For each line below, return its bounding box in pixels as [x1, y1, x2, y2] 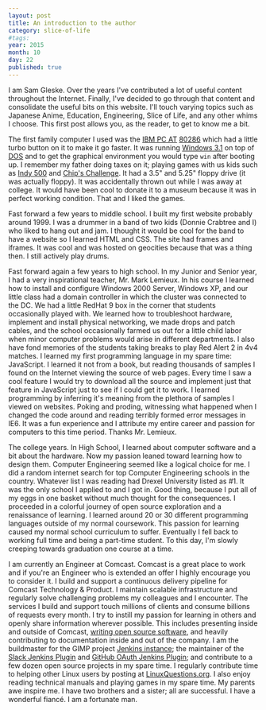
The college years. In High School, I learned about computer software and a [8, 442, 256, 452]
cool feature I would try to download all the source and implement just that [8, 376, 252, 386]
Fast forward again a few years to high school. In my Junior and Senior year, [8, 266, 257, 276]
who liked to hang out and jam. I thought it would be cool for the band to [8, 226, 245, 235]
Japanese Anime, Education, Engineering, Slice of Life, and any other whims [8, 111, 258, 120]
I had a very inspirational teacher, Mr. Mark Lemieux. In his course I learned [8, 275, 255, 285]
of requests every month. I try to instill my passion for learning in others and [8, 610, 256, 619]
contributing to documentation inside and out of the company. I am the [8, 635, 240, 645]
